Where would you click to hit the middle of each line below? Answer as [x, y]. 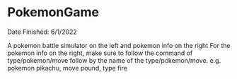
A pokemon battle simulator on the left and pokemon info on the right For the [119, 45]
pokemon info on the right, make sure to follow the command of [100, 53]
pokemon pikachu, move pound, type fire [67, 68]
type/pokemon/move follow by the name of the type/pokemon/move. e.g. [114, 60]
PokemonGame [53, 12]
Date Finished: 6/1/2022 [42, 32]
